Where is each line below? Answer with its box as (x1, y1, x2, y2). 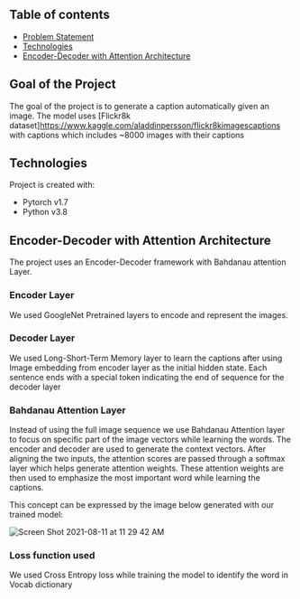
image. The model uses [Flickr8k (9, 110, 131, 121)
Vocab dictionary (9, 579, 73, 590)
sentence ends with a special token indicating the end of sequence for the (9, 371, 285, 382)
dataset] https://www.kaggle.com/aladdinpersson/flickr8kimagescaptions (9, 119, 281, 130)
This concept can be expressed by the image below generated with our (9, 500, 275, 510)
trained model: (9, 510, 63, 520)
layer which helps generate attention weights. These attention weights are (9, 463, 284, 473)
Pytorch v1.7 (22, 197, 69, 208)
